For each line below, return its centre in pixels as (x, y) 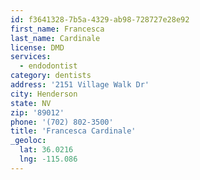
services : (31, 57)
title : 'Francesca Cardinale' (73, 131)
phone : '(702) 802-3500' (62, 122)
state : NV (31, 103)
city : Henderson (44, 94)
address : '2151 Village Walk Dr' (80, 85)
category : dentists (51, 76)
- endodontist (48, 66)
